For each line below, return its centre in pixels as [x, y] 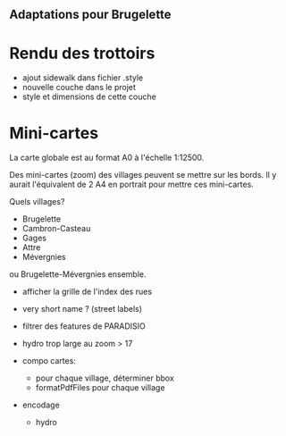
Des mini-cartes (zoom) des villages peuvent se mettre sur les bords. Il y [143, 175]
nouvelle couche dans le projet [79, 88]
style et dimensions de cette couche [89, 96]
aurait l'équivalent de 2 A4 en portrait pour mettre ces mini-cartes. [132, 184]
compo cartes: [49, 361]
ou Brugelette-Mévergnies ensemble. [78, 274]
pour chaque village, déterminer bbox [105, 378]
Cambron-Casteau [56, 229]
